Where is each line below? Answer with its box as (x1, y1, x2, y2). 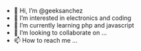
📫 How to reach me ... (13, 37, 78, 44)
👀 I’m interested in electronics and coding (13, 14, 132, 22)
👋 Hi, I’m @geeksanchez (13, 7, 83, 14)
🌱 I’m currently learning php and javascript (13, 21, 134, 29)
